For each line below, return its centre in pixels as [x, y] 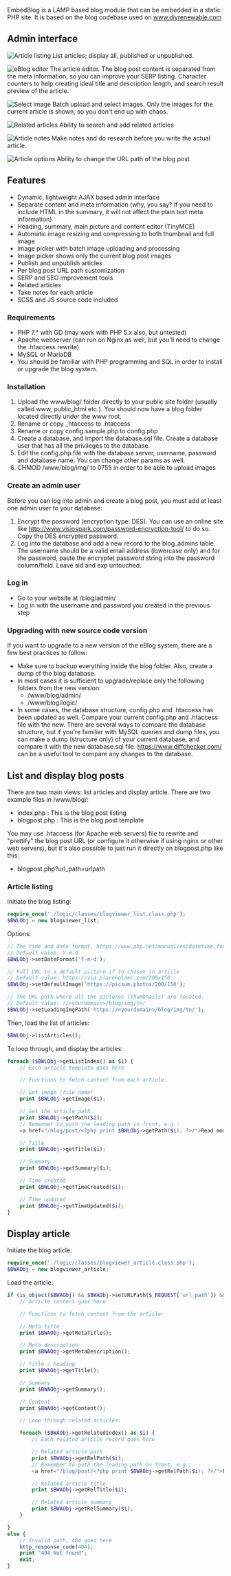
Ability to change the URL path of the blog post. [124, 158]
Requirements [31, 318]
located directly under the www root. [69, 417]
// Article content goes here [63, 1301]
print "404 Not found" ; [54, 1553]
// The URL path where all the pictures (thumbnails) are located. [106, 997]
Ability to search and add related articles [117, 125]
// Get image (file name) [57, 1092]
